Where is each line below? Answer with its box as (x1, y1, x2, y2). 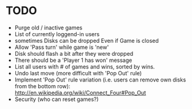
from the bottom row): (14, 82, 71, 89)
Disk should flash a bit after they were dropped (14, 50, 134, 57)
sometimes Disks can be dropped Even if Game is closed (14, 37, 159, 44)
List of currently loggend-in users (14, 30, 100, 37)
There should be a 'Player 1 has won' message (14, 56, 132, 64)
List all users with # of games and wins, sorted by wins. (14, 62, 155, 70)
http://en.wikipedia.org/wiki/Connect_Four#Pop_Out (14, 89, 147, 96)
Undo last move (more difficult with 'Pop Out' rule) (14, 69, 142, 77)
